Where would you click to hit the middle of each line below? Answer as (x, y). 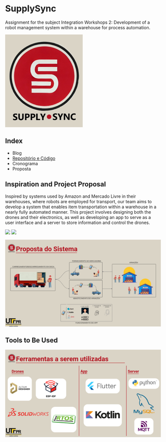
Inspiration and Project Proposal (56, 184)
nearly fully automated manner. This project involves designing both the (78, 212)
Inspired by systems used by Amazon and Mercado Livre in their (71, 196)
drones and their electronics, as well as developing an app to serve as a (78, 217)
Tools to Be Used (32, 340)
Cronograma (25, 163)
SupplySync (31, 9)
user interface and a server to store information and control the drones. (78, 222)
